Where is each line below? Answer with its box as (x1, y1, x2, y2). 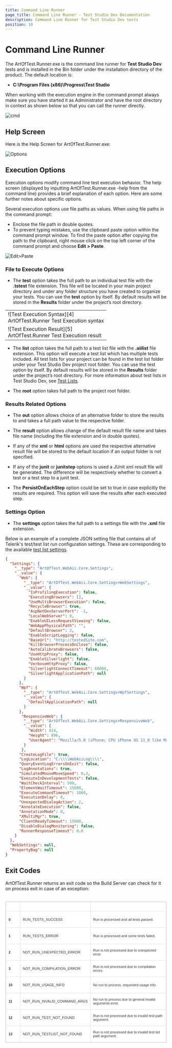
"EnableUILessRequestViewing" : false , (28, 618, 111, 624)
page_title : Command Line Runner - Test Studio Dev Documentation (5, 12, 150, 17)
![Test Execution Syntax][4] (8, 311, 74, 318)
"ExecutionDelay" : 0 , (18, 795, 66, 800)
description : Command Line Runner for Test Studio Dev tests (5, 17, 139, 22)
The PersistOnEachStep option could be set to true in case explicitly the (12, 484, 166, 491)
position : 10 (5, 22, 33, 27)
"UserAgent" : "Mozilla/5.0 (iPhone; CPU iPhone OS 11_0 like (28, 738, 161, 743)
